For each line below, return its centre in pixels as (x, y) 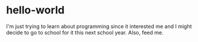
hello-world (36, 10)
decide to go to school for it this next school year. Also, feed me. (85, 32)
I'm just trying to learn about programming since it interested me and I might (99, 26)
